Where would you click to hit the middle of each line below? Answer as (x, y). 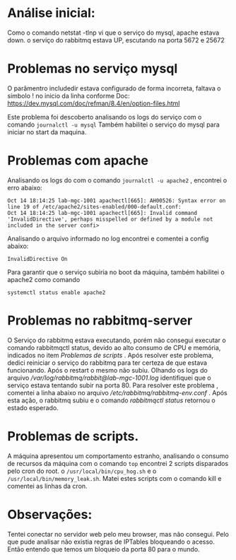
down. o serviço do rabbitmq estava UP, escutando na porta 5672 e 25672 (116, 40)
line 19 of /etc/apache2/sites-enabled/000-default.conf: (94, 206)
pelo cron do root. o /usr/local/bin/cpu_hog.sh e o (82, 471)
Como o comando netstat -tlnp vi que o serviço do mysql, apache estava (113, 33)
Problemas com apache (78, 161)
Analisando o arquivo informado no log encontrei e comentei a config (108, 238)
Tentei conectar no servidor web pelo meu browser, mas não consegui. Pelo (118, 534)
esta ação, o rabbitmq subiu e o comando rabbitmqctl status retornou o (111, 400)
